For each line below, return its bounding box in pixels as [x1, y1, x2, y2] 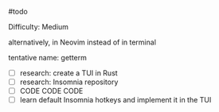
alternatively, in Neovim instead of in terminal [8, 37, 157, 47]
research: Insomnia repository [19, 77, 119, 87]
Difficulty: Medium [8, 22, 69, 31]
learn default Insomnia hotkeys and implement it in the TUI [19, 95, 212, 105]
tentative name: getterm [8, 53, 88, 62]
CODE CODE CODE [19, 87, 84, 96]
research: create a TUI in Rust [19, 68, 118, 78]
